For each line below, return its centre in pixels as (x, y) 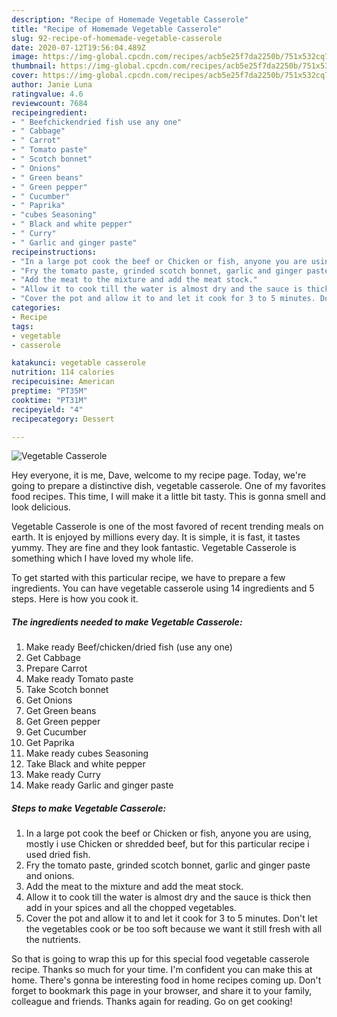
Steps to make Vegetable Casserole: (89, 808)
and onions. (50, 876)
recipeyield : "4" (47, 409)
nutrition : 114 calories (63, 372)
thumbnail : (34, 66)
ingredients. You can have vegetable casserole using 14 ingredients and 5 (163, 588)
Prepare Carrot (56, 668)
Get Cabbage (53, 658)
